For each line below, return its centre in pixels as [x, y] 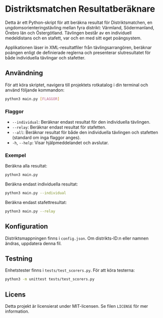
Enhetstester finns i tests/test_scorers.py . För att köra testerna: [70, 270]
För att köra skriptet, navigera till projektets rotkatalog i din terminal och [77, 85]
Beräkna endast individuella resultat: [42, 184]
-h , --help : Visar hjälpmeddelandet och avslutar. [60, 143]
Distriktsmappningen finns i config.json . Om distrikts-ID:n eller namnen [77, 238]
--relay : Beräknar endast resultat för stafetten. [59, 127]
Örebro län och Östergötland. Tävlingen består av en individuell [68, 33]
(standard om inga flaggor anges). [46, 137]
